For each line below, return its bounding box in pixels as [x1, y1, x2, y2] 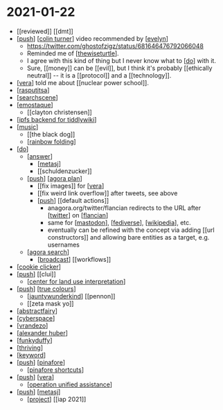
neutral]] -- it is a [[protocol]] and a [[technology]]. [26, 71, 172, 80]
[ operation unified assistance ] [26, 380, 112, 389]
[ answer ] [26, 152, 53, 160]
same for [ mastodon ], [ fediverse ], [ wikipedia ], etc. [47, 218, 191, 226]
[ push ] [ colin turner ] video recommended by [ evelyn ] [16, 34, 169, 42]
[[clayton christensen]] [26, 108, 93, 116]
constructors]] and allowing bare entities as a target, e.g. [47, 233, 210, 241]
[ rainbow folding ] [26, 137, 77, 145]
